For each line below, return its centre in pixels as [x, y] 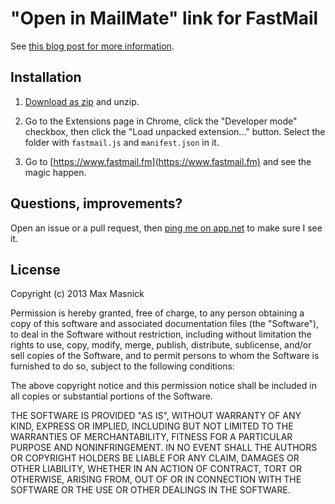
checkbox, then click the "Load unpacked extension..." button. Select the [175, 131]
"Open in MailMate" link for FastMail [164, 18]
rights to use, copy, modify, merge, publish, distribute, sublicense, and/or [161, 345]
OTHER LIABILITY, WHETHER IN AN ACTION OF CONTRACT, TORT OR [156, 469]
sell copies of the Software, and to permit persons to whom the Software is [165, 356]
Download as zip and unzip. [82, 101]
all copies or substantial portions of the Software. [111, 396]
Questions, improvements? [96, 203]
